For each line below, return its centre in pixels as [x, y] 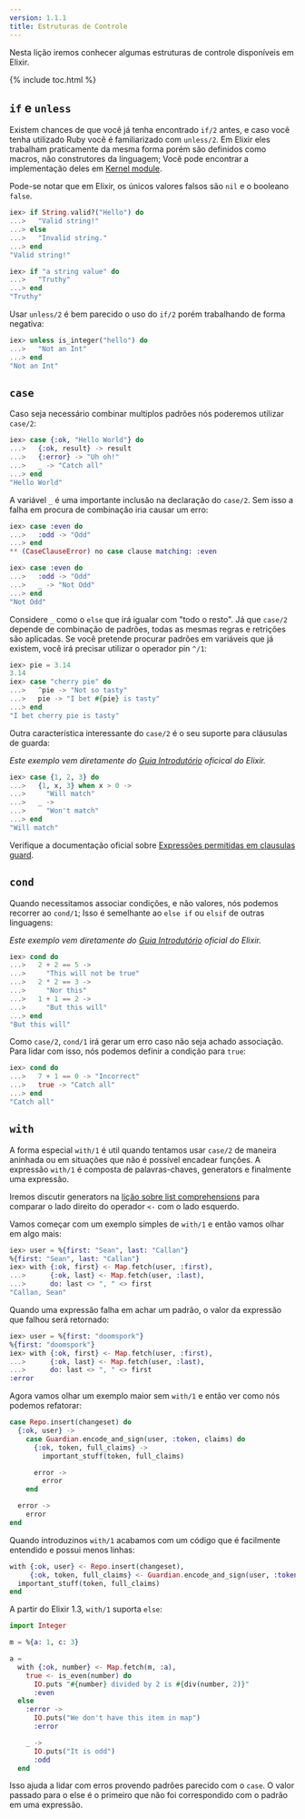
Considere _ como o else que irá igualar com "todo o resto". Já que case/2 [148, 619]
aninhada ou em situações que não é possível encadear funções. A [135, 1159]
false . [21, 196]
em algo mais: [35, 1233]
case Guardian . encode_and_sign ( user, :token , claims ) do [136, 1439]
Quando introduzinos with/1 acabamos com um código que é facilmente [145, 1540]
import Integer [38, 1626]
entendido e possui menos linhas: [72, 1550]
